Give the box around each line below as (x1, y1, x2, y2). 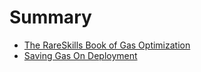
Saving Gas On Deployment (23, 49, 138, 61)
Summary (9, 6, 92, 29)
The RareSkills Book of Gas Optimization (23, 39, 191, 51)
